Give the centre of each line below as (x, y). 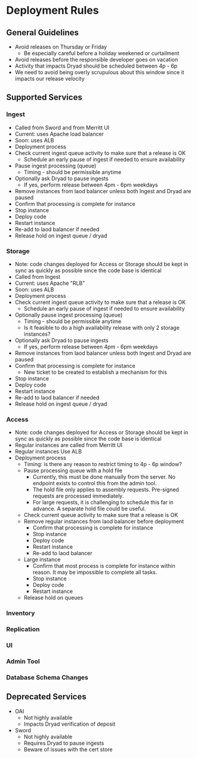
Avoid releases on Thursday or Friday (61, 47)
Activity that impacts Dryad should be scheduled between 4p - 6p (96, 66)
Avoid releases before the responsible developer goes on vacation (96, 60)
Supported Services (44, 97)
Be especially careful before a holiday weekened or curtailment (101, 53)
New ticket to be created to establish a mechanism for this (95, 372)
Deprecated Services (46, 697)
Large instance (42, 559)
